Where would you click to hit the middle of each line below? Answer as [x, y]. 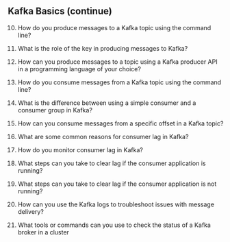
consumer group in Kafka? [55, 110]
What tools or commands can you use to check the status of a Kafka [114, 225]
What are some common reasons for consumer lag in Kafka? [103, 136]
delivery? [30, 211]
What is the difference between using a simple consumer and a [107, 103]
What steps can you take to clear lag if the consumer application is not [117, 184]
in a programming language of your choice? [79, 69]
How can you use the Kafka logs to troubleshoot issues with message [116, 204]
